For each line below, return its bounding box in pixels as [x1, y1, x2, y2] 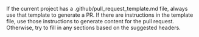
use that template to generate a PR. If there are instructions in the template [6, 11, 194, 18]
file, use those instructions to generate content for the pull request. [6, 18, 175, 24]
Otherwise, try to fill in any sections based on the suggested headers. [6, 24, 181, 31]
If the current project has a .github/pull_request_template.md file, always [6, 5, 188, 12]
